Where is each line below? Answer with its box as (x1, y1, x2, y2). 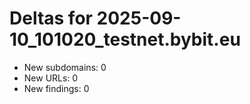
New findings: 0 (23, 82, 90, 94)
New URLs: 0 (23, 72, 79, 84)
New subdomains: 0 (23, 61, 107, 73)
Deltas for (9, 7, 93, 30)
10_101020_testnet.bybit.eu (9, 28, 241, 51)
